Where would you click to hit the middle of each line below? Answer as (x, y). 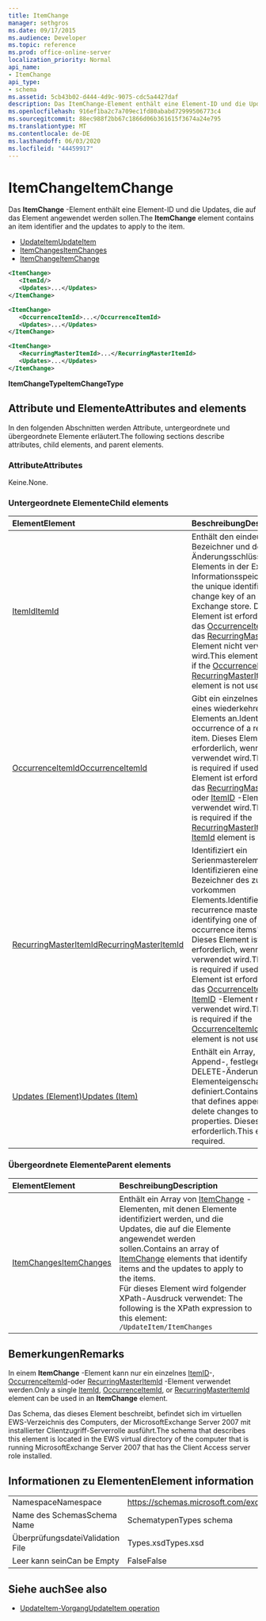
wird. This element (225, 656)
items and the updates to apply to (181, 1269)
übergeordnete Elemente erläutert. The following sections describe (116, 436)
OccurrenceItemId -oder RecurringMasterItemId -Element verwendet (120, 1381)
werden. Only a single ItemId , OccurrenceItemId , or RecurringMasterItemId (129, 1390)
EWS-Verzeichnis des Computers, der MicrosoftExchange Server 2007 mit (129, 1423)
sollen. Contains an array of (169, 1249)
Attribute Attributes (46, 465)
